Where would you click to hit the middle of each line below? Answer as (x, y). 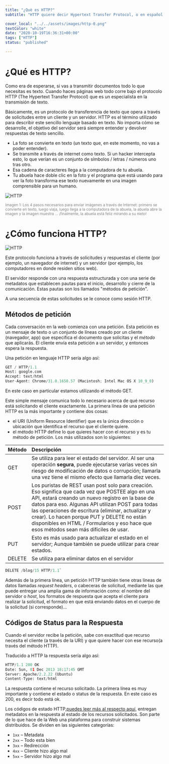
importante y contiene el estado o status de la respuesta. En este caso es (81, 694)
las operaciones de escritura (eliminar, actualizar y (91, 511)
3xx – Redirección (31, 746)
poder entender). (30, 148)
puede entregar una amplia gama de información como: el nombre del (78, 591)
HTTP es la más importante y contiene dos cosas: (57, 412)
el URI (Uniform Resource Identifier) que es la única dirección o (78, 421)
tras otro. (22, 164)
